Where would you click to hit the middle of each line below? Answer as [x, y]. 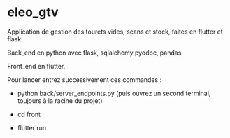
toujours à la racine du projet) [60, 101]
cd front [29, 114]
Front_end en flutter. [36, 66]
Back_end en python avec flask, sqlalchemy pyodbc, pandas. [95, 53]
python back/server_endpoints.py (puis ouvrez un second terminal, [114, 93]
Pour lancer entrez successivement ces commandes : [85, 80]
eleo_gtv [33, 12]
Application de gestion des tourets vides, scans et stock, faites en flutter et [115, 32]
